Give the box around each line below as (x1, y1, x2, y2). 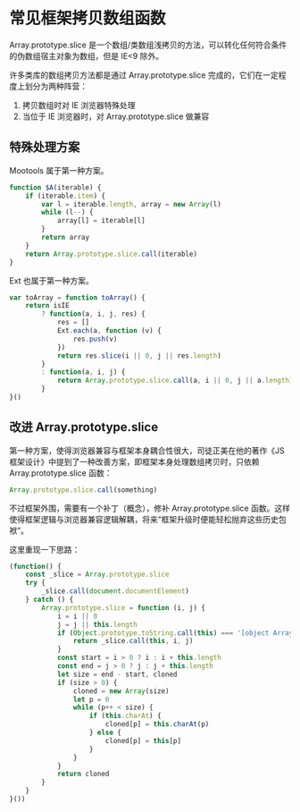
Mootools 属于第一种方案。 (9, 165, 109, 175)
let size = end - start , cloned (56, 670, 178, 679)
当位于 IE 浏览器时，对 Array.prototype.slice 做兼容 (21, 111, 210, 122)
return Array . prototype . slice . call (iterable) (25, 250, 198, 258)
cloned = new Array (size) (72, 686, 170, 696)
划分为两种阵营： (24, 80, 87, 91)
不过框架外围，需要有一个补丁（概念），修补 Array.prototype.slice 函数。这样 (9, 503, 290, 513)
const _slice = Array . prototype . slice (25, 570, 170, 579)
